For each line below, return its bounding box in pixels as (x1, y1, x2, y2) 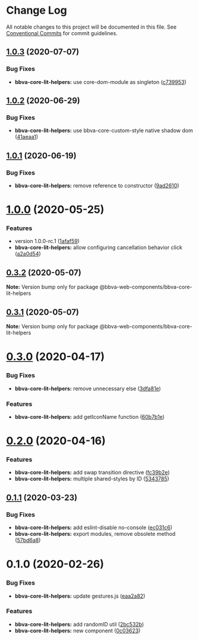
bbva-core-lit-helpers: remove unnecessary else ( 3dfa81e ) (14, 385, 162, 392)
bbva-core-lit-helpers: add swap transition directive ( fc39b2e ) (14, 469, 170, 476)
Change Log (6, 4, 67, 17)
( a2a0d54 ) (14, 250, 42, 257)
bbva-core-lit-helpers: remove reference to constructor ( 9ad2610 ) (14, 182, 179, 189)
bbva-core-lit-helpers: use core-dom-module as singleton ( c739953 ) (14, 78, 187, 85)
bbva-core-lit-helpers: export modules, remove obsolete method (14, 530, 176, 538)
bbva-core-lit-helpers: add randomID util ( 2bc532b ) (14, 620, 144, 627)
